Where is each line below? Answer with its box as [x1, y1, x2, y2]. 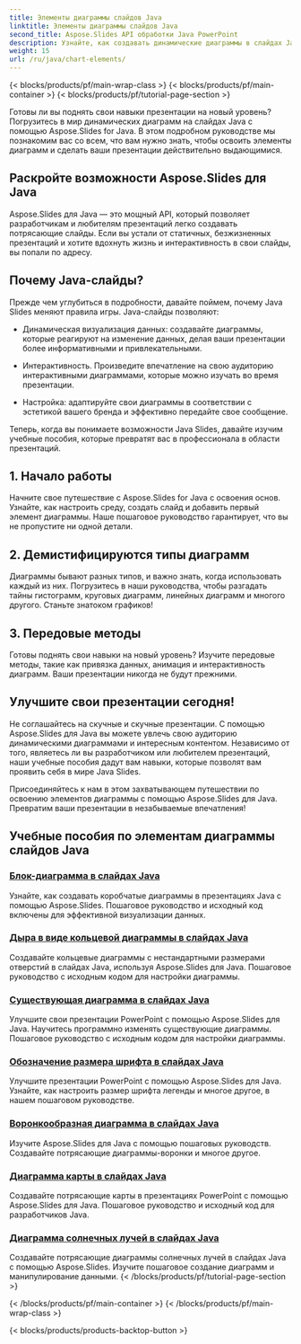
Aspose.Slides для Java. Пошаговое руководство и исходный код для [9, 1200, 275, 1211]
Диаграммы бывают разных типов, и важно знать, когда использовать [9, 571, 282, 582]
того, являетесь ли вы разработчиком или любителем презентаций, [9, 747, 271, 757]
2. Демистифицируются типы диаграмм [9, 547, 250, 562]
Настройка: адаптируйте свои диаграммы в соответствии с [21, 396, 253, 407]
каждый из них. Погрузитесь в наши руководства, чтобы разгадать [9, 580, 268, 591]
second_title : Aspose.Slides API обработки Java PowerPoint [9, 30, 239, 39]
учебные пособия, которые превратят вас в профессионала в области [9, 433, 280, 444]
